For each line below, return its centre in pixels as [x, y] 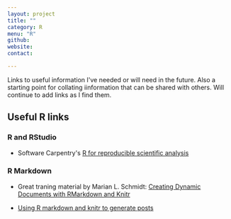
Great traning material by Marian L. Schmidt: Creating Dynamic [109, 186]
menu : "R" [22, 34]
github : [19, 40]
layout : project [31, 14]
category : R [25, 27]
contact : [20, 54]
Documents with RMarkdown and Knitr [74, 194]
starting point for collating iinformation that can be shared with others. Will [116, 87]
